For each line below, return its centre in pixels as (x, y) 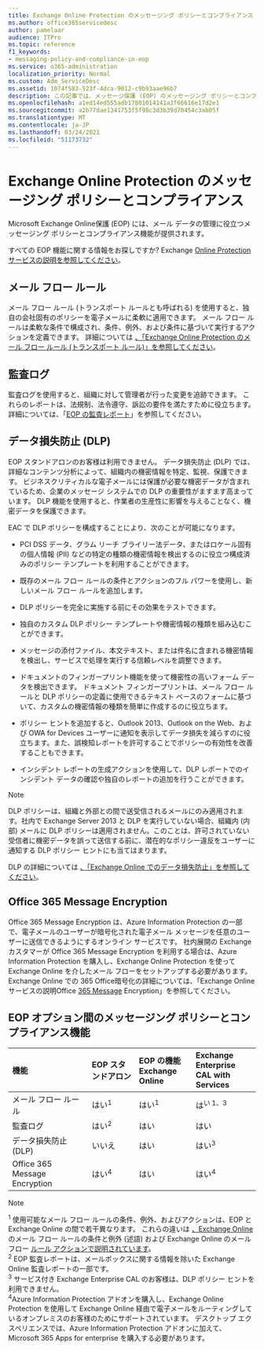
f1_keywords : (29, 52)
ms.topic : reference (42, 45)
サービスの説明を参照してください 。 (67, 260)
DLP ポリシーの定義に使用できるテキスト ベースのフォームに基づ (147, 696)
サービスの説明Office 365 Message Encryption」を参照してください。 (121, 990)
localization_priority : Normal (59, 74)
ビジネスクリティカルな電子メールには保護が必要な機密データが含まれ (136, 481)
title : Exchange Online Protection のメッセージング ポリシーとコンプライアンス (131, 15)
